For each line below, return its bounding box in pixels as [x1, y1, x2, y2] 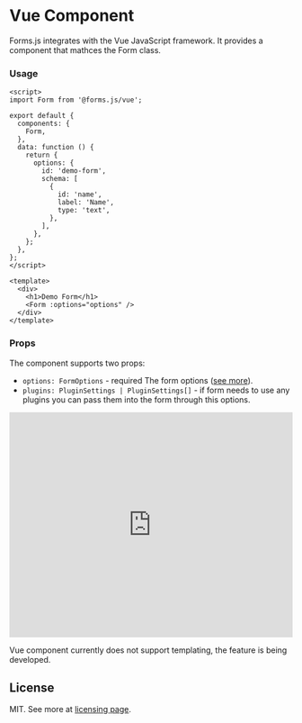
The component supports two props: [9, 357, 146, 368]
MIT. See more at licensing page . [9, 704, 132, 715]
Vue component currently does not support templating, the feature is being [9, 645, 288, 655]
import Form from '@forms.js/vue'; [9, 95, 143, 104]
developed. [9, 654, 51, 664]
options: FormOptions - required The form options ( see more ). [22, 375, 253, 385]
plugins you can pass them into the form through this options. [22, 393, 251, 405]
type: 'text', [57, 206, 111, 215]
